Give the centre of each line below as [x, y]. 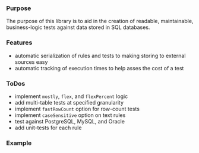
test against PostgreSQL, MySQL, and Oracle [70, 121]
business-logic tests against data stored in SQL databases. [78, 27]
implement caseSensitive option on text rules [70, 115]
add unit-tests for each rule [48, 128]
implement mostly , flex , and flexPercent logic [71, 96]
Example [19, 143]
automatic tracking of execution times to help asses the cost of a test [99, 68]
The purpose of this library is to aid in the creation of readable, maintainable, [100, 21]
